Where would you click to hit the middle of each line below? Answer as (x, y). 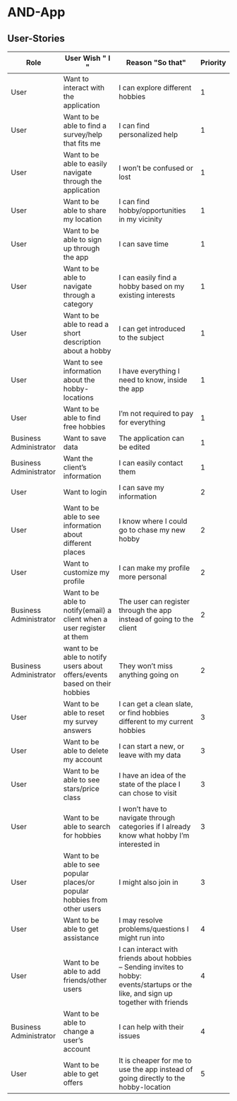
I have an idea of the (152, 775)
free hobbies (84, 427)
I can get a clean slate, (156, 704)
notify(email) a (87, 610)
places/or (79, 882)
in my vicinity (141, 219)
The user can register (154, 601)
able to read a (86, 324)
